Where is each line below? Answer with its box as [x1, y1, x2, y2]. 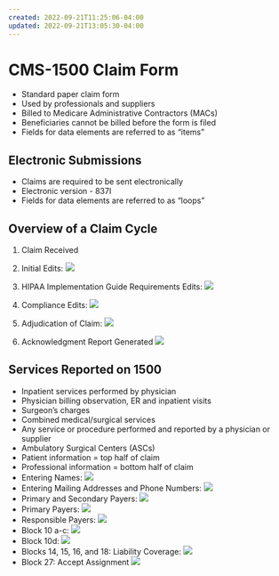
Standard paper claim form [20, 89, 120, 100]
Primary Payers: [20, 504, 81, 515]
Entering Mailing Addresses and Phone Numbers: [20, 483, 202, 493]
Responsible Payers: [20, 514, 97, 525]
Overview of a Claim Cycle [8, 221, 158, 236]
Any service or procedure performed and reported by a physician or [20, 424, 271, 434]
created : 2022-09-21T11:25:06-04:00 [8, 12, 144, 22]
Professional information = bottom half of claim [20, 461, 194, 472]
